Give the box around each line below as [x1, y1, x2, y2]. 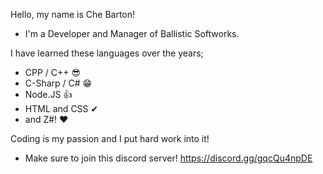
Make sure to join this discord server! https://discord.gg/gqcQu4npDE [24, 152, 313, 164]
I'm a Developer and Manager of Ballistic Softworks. [24, 28, 240, 39]
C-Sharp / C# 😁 [24, 77, 93, 89]
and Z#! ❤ [24, 114, 69, 125]
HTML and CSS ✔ [24, 103, 99, 114]
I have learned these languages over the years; [10, 47, 204, 59]
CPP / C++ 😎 [24, 67, 82, 78]
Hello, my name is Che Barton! [10, 9, 136, 20]
